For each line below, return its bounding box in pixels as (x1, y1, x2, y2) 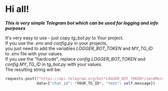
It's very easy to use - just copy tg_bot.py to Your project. (5, 35, 124, 41)
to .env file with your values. (5, 51, 63, 57)
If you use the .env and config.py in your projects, (5, 40, 107, 46)
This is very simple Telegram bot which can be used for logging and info (5, 20, 158, 26)
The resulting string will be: (5, 66, 61, 73)
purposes (5, 25, 26, 31)
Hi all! (5, 3, 29, 15)
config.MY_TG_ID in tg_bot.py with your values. (5, 61, 102, 67)
